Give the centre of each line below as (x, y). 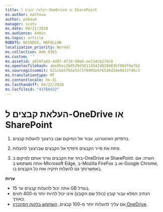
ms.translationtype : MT (30, 75)
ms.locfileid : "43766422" (32, 89)
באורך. (19, 199)
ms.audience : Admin (26, 33)
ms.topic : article (24, 38)
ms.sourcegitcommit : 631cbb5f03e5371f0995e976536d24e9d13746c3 (73, 71)
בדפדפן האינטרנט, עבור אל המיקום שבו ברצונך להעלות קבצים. (71, 139)
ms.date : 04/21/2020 (27, 29)
